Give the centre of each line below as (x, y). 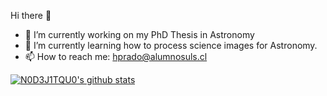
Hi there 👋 (31, 15)
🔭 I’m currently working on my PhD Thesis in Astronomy (139, 34)
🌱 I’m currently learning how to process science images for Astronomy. (171, 45)
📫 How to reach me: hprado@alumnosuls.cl (116, 56)
